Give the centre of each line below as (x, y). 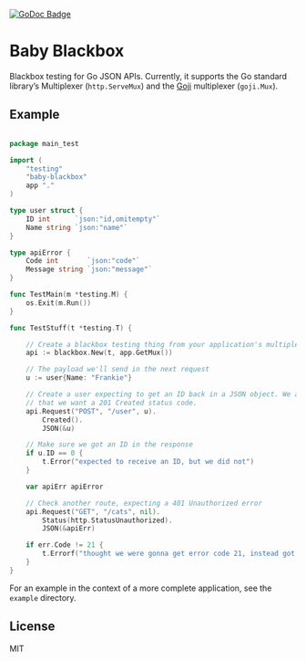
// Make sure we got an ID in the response (110, 445)
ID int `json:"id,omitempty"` (93, 219)
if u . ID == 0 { (55, 453)
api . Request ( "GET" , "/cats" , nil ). (93, 511)
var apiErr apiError (65, 487)
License (32, 627)
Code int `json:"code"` (83, 261)
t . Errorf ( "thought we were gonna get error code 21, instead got (169, 554)
